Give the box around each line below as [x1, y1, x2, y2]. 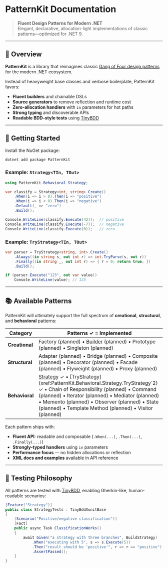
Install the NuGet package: [5, 147, 60, 154]
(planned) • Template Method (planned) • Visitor [38, 404, 153, 411]
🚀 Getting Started [5, 134, 60, 143]
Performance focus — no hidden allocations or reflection [12, 449, 131, 455]
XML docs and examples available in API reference [12, 455, 118, 461]
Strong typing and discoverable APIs [12, 109, 89, 115]
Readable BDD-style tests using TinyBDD [12, 114, 99, 121]
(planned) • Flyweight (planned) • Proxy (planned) [38, 365, 157, 372]
